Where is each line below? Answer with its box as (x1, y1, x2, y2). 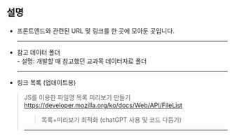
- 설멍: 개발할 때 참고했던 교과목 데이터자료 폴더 (16, 57, 147, 65)
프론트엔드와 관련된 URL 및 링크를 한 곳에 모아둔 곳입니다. (16, 27, 175, 35)
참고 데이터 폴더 (16, 48, 60, 56)
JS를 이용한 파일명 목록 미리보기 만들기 (23, 93, 131, 102)
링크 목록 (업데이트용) (16, 78, 76, 86)
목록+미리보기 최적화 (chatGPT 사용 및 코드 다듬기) (41, 115, 182, 124)
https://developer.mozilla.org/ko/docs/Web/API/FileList (23, 101, 183, 109)
